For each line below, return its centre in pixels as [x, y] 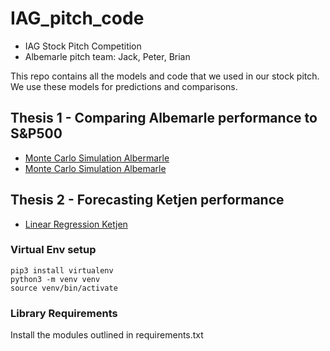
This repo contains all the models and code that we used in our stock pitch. [165, 76]
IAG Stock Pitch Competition [83, 46]
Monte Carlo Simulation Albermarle [97, 158]
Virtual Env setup [53, 250]
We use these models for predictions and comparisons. [124, 86]
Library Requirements [64, 313]
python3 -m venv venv [55, 279]
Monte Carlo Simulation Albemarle [95, 168]
